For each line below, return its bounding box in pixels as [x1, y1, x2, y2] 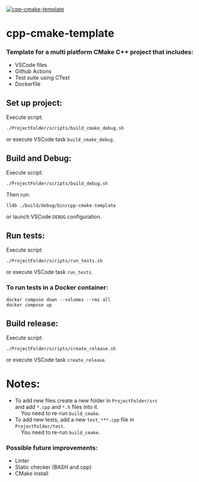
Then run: [6, 191, 30, 199]
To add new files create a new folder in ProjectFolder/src [14, 396, 158, 404]
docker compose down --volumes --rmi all [6, 297, 111, 303]
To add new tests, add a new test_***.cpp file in [14, 416, 134, 423]
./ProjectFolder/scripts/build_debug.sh [6, 181, 109, 187]
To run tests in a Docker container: [6, 283, 109, 291]
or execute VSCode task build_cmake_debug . [6, 136, 115, 143]
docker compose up [6, 302, 52, 308]
